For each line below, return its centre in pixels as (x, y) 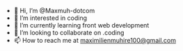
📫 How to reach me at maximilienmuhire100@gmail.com (95, 40)
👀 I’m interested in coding (50, 18)
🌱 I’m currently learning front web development (81, 25)
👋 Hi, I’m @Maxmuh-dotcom (54, 11)
